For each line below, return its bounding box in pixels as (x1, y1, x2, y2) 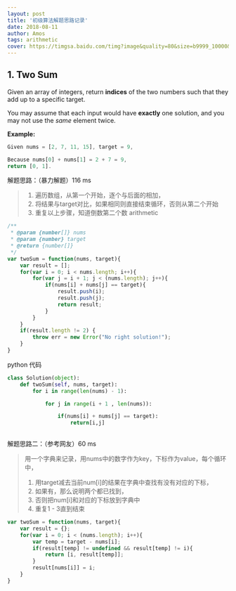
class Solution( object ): (7, 374, 80, 382)
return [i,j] (70, 420, 105, 427)
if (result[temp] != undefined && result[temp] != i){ (32, 545, 193, 552)
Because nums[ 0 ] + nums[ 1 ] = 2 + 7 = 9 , (7, 156, 128, 163)
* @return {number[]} (10, 242, 74, 249)
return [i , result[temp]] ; (44, 551, 124, 559)
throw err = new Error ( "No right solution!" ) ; (32, 334, 171, 341)
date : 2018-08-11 (7, 23, 58, 30)
